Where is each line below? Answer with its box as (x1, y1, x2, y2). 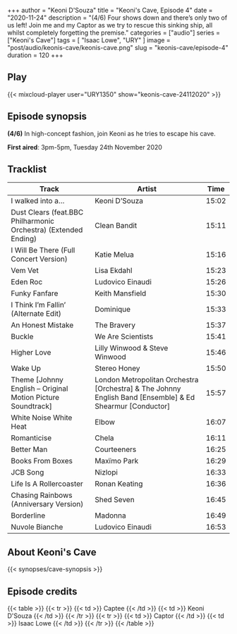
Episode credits (7, 585, 78, 597)
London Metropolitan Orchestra (95, 375, 199, 385)
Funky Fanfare (11, 288, 59, 298)
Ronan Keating (95, 479, 143, 489)
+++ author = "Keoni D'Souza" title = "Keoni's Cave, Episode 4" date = (7, 6, 213, 14)
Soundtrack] (11, 401, 53, 411)
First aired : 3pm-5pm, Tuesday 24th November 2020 (7, 142, 162, 151)
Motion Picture (11, 393, 60, 403)
